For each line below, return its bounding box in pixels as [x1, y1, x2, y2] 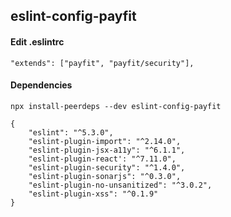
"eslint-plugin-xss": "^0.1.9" [28, 189, 159, 199]
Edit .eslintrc [10, 35, 65, 48]
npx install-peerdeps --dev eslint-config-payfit [10, 101, 222, 111]
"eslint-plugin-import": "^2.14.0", [28, 136, 182, 146]
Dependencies [10, 79, 73, 91]
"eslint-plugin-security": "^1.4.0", [28, 162, 186, 173]
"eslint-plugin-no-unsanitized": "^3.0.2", [28, 180, 213, 190]
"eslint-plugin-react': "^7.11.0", [28, 154, 177, 164]
